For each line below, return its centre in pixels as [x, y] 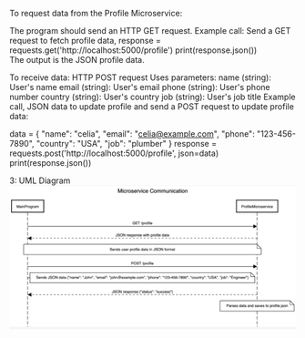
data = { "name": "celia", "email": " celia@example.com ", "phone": [132, 134]
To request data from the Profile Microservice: [96, 13]
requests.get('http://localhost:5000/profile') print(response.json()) [133, 50]
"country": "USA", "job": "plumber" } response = [126, 143]
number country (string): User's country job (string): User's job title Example [152, 97]
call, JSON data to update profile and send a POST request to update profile [152, 107]
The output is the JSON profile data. [77, 60]
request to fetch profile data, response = [86, 41]
